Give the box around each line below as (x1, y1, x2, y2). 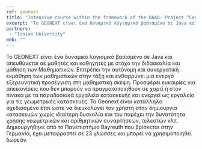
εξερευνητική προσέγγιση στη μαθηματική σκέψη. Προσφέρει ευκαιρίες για (6, 79, 196, 86)
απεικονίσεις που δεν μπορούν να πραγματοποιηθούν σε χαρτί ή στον (6, 85, 182, 92)
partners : (6, 25, 31, 32)
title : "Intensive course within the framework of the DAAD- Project (6, 14, 185, 20)
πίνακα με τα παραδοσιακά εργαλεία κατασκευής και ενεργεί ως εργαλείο (6, 91, 194, 99)
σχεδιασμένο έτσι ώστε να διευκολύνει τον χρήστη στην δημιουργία (6, 105, 177, 111)
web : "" (6, 37, 26, 43)
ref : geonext (6, 8, 39, 15)
